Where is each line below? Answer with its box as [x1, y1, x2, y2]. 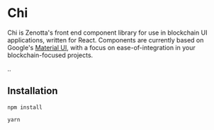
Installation [7, 85, 58, 97]
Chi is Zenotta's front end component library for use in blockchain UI [7, 28, 208, 37]
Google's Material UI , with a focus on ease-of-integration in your [7, 43, 196, 52]
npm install [7, 104, 43, 111]
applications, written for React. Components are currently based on [7, 35, 204, 44]
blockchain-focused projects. [7, 51, 94, 59]
